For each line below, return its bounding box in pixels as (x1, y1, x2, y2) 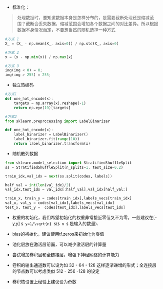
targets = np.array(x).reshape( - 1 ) (14, 101, 86, 106)
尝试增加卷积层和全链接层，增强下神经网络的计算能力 (12, 251, 120, 258)
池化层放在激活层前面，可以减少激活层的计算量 (12, 241, 106, 247)
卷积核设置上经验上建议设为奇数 (12, 278, 77, 285)
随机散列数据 (12, 151, 38, 156)
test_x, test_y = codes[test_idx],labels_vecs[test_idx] (5, 205, 125, 210)
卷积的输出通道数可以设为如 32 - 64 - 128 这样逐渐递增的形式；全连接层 (12, 262, 157, 268)
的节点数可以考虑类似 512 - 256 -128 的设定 (12, 268, 100, 274)
